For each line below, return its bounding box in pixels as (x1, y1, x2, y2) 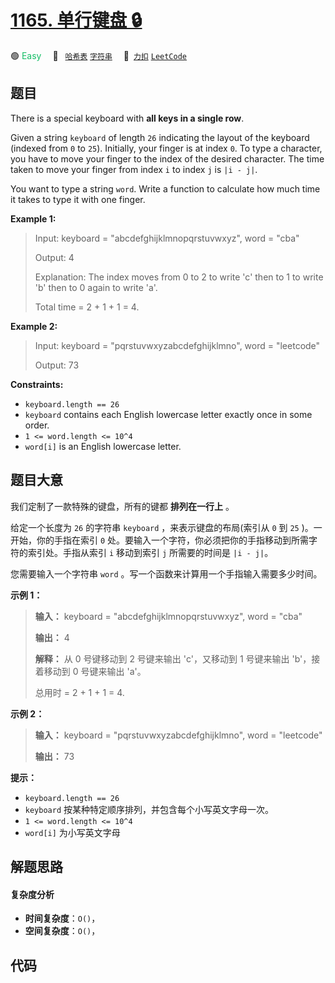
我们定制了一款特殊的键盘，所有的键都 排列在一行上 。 (10, 500, 235, 512)
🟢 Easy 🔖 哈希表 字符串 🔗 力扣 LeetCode (10, 49, 187, 61)
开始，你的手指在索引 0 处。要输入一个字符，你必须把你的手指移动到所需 (10, 534, 310, 546)
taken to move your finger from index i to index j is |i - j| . (10, 163, 258, 175)
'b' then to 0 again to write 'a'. (34, 281, 158, 293)
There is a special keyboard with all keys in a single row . (10, 112, 245, 124)
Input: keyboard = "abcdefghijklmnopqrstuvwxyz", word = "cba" (34, 232, 300, 244)
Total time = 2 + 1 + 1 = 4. (34, 301, 140, 313)
